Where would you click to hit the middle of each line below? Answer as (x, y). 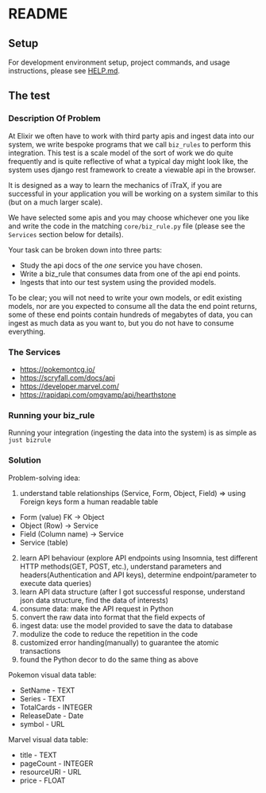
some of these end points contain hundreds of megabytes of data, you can (131, 314)
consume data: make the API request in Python (96, 608)
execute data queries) (56, 583)
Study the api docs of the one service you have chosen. (111, 265)
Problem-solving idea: (44, 478)
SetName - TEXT (47, 690)
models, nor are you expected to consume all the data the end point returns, (133, 306)
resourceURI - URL (50, 772)
